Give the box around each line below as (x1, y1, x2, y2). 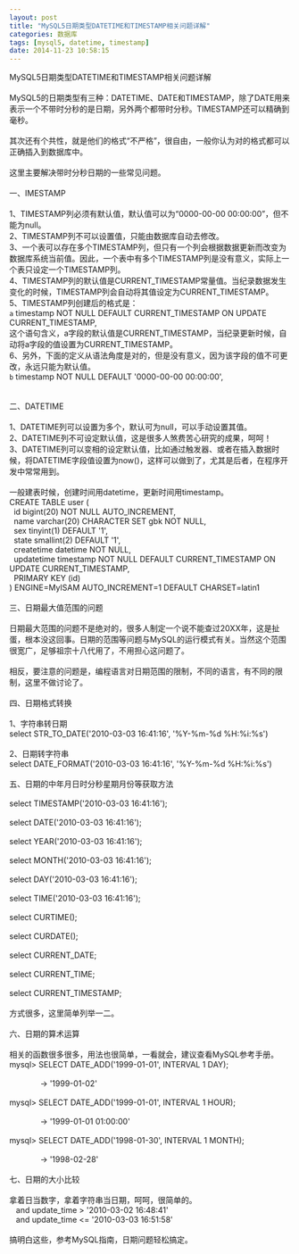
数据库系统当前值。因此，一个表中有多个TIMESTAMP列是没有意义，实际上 (9, 253, 282, 264)
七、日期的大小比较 (9, 1175, 80, 1185)
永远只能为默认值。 (24, 361, 96, 372)
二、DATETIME (9, 401, 64, 411)
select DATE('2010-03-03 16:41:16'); (9, 818, 142, 828)
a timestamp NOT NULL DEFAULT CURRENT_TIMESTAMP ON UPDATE (9, 308, 267, 319)
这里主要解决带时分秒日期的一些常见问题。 (9, 167, 166, 179)
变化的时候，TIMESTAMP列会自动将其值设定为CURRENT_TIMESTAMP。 (9, 287, 274, 297)
